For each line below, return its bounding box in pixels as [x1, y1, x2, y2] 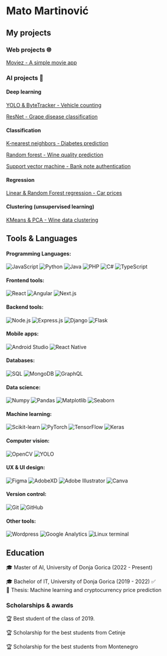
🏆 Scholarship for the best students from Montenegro [6, 643, 139, 650]
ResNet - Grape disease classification [6, 113, 98, 120]
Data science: [6, 383, 41, 391]
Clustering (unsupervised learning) [6, 203, 94, 210]
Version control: [6, 491, 47, 498]
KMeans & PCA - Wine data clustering [6, 216, 99, 223]
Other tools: [6, 517, 37, 524]
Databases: [6, 357, 35, 364]
